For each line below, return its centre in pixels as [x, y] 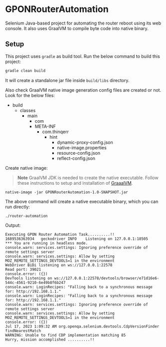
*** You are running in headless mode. [47, 243]
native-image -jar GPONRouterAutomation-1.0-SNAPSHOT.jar [67, 192]
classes [28, 110]
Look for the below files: [30, 95]
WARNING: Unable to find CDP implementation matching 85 [66, 335]
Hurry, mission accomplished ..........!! [50, 339]
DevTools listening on [29, 278]
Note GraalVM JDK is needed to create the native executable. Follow [88, 178]
